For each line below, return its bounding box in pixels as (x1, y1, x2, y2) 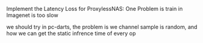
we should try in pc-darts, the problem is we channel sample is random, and (6, 24, 198, 30)
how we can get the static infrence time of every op (6, 30, 136, 37)
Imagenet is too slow (6, 12, 59, 19)
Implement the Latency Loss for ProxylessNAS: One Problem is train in (6, 5, 183, 12)
